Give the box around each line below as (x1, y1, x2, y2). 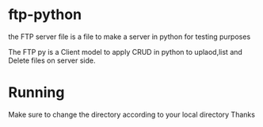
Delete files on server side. (8, 56, 96, 65)
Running (8, 83, 65, 102)
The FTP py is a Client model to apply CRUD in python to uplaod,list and (8, 47, 243, 56)
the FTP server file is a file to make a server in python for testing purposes (8, 32, 251, 41)
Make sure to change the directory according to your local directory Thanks (8, 110, 256, 119)
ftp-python (8, 6, 82, 24)
